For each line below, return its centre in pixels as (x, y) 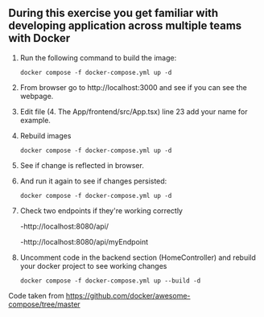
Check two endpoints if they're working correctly (101, 210)
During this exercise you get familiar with (113, 13)
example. (35, 120)
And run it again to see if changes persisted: (93, 181)
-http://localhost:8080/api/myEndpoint (84, 241)
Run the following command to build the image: (98, 58)
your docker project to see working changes (93, 266)
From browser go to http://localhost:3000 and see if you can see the (133, 87)
